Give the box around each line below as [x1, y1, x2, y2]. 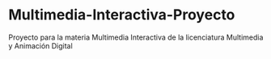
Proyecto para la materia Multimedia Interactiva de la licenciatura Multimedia [8, 32, 264, 42]
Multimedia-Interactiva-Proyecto [8, 6, 235, 24]
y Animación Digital [8, 40, 73, 50]
